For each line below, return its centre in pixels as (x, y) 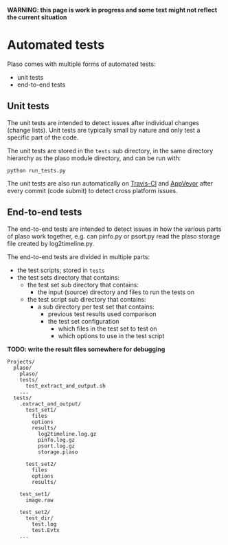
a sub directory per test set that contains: (96, 307)
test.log (44, 524)
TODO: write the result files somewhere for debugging (86, 349)
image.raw (39, 500)
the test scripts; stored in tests (61, 270)
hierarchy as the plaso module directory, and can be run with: (94, 158)
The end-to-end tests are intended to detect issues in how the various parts (114, 229)
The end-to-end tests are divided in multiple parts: (79, 256)
